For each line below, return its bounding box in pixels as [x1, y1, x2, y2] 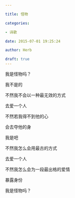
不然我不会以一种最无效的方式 [5, 92, 66, 98]
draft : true [5, 57, 30, 62]
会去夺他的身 [5, 124, 31, 130]
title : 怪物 [5, 11, 28, 16]
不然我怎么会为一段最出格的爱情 [5, 167, 70, 172]
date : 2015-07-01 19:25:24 [5, 38, 61, 44]
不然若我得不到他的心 [5, 113, 48, 119]
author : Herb [5, 48, 32, 53]
